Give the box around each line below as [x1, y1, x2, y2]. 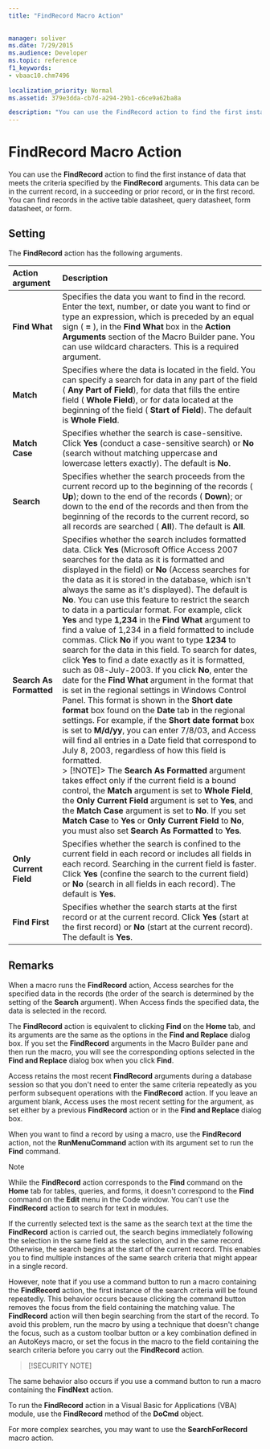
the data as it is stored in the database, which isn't [62, 573, 252, 585]
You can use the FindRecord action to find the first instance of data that [8, 169, 247, 179]
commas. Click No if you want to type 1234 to [62, 634, 236, 645]
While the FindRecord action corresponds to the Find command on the [8, 1178, 243, 1187]
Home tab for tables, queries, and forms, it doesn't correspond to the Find [8, 1186, 255, 1195]
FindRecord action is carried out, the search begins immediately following [8, 1227, 253, 1237]
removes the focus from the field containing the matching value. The [8, 1302, 235, 1312]
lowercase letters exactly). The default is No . [62, 457, 231, 468]
